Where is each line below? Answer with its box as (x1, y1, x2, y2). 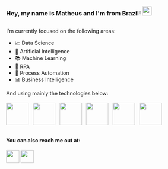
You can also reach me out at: (6, 136, 81, 144)
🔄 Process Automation (14, 69, 69, 76)
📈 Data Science (14, 39, 55, 47)
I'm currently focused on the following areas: (6, 27, 116, 35)
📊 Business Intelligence (14, 76, 74, 83)
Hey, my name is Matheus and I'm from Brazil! (6, 9, 141, 17)
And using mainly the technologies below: (6, 90, 109, 97)
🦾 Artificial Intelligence (14, 48, 70, 55)
